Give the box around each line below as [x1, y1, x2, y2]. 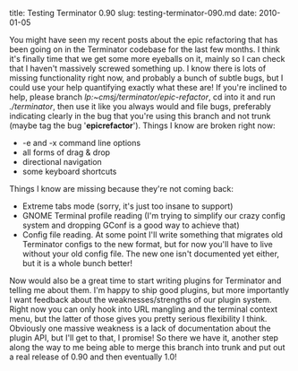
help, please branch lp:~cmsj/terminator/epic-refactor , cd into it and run [9, 91, 276, 102]
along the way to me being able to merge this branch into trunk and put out [9, 342, 285, 352]
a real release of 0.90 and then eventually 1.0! [9, 351, 177, 362]
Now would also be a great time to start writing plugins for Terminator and [9, 275, 282, 286]
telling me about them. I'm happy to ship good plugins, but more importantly [9, 285, 289, 295]
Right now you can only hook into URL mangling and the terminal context [9, 304, 278, 315]
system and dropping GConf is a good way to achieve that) [21, 220, 240, 230]
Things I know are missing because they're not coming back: [9, 184, 234, 194]
